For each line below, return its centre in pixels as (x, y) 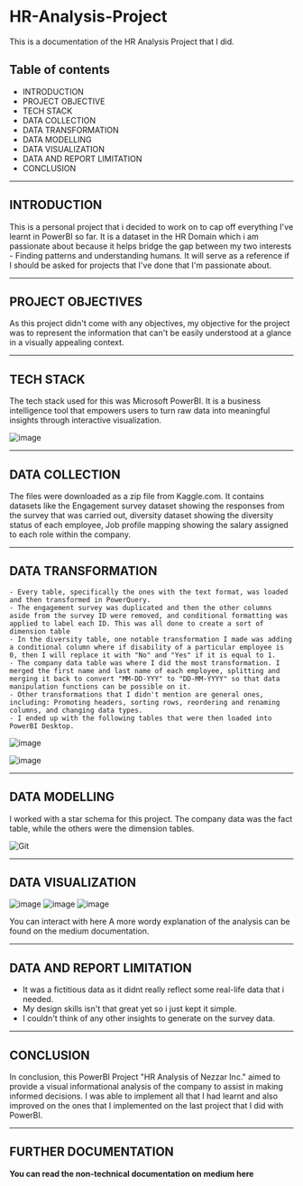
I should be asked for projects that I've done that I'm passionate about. (141, 265)
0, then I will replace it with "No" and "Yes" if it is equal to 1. (143, 655)
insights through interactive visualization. (86, 420)
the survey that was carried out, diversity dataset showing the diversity (141, 515)
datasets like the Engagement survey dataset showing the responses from (147, 506)
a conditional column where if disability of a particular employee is (147, 647)
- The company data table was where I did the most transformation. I (145, 663)
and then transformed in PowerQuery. (80, 600)
